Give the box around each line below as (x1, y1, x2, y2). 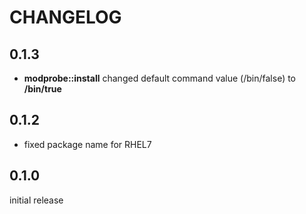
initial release (9, 194, 64, 206)
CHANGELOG (9, 6, 122, 29)
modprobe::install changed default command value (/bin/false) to (23, 72, 297, 84)
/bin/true (23, 83, 62, 95)
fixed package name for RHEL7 (23, 138, 152, 150)
